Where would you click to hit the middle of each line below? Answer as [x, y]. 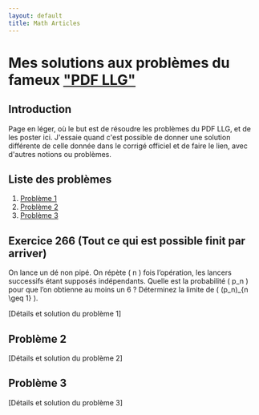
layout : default [35, 16]
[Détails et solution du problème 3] [65, 402]
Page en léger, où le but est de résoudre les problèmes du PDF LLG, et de [129, 128]
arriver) [28, 253]
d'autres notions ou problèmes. [60, 154]
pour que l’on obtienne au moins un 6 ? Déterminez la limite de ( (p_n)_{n [128, 290]
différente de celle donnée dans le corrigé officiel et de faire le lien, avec [128, 146]
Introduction [40, 109]
